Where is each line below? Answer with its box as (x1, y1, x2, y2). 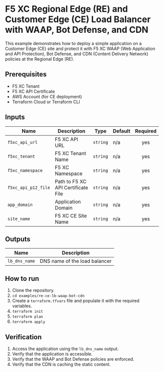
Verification (5, 333, 42, 341)
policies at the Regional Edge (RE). (5, 56, 75, 62)
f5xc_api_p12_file (7, 185, 50, 190)
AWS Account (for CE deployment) (12, 93, 82, 99)
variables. (12, 303, 32, 309)
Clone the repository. (12, 287, 55, 293)
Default (113, 127, 131, 134)
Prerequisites (5, 70, 47, 79)
